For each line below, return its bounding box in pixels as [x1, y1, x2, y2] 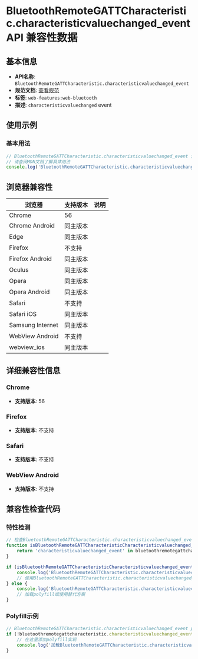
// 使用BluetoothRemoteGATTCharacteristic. [16, 575, 124, 581]
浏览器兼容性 [6, 182, 53, 192]
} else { [6, 581, 28, 586]
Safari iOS [9, 310, 37, 318]
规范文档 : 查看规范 [14, 87, 60, 94]
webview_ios [9, 343, 45, 351]
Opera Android [9, 288, 50, 296]
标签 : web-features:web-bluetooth [14, 94, 97, 101]
